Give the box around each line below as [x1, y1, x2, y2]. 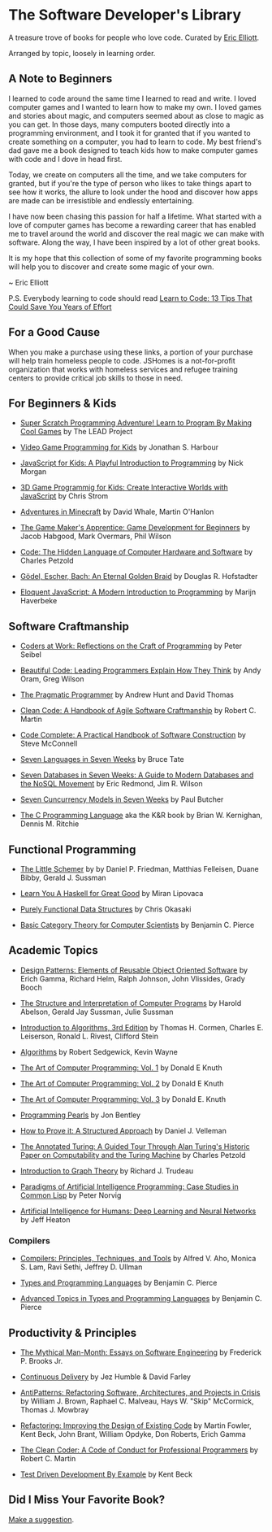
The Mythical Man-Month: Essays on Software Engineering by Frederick [19, 1347, 262, 1357]
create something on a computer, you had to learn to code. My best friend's [8, 137, 262, 146]
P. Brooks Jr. [19, 1356, 63, 1365]
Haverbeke [19, 596, 58, 606]
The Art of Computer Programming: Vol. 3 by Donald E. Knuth [19, 1094, 226, 1103]
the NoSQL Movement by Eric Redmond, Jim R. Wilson [19, 779, 203, 789]
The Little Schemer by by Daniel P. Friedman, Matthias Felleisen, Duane [19, 864, 259, 873]
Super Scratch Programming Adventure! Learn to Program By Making [19, 418, 253, 428]
